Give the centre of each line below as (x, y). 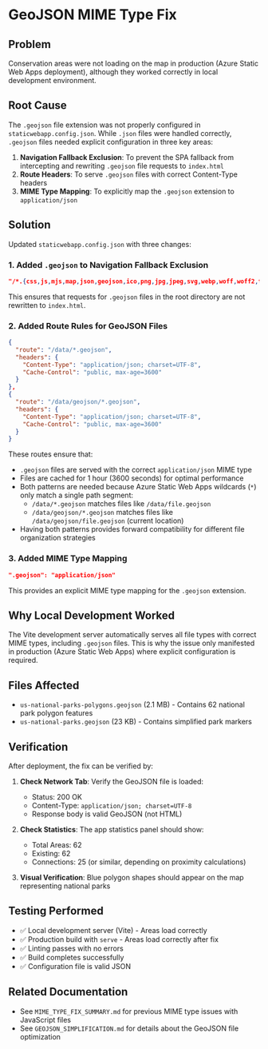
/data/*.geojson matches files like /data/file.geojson (121, 504)
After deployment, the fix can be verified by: (81, 766)
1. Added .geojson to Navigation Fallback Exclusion (108, 265)
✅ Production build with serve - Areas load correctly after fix (119, 939)
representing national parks (65, 886)
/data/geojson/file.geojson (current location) (108, 521)
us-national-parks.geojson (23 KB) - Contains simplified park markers (136, 722)
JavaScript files (45, 1019)
